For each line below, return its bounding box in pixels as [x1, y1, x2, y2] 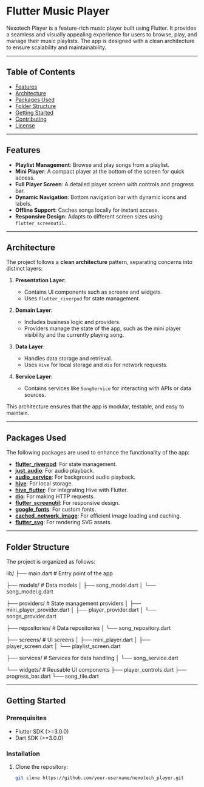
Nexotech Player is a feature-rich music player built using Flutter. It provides [6, 24, 196, 32]
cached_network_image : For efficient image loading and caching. [15, 512, 182, 519]
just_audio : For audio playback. [15, 467, 95, 475]
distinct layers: [6, 265, 43, 272]
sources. [24, 391, 47, 399]
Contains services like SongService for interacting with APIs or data [24, 385, 192, 392]
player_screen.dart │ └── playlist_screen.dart [6, 643, 121, 650]
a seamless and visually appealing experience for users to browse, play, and [6, 30, 197, 38]
